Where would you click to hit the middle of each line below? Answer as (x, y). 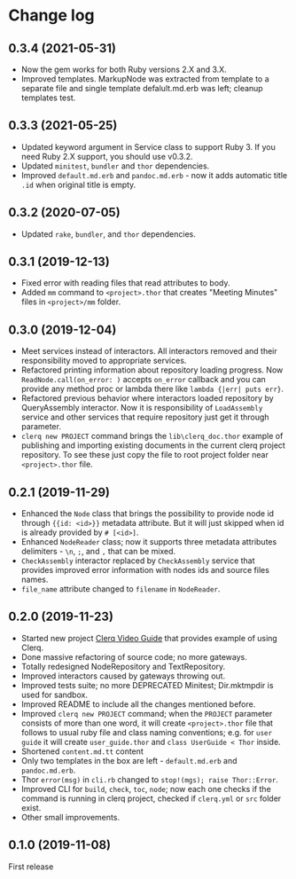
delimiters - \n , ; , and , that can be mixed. (98, 552)
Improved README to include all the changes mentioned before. (138, 704)
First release (31, 867)
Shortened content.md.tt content (82, 751)
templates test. (48, 98)
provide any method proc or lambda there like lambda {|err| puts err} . (152, 389)
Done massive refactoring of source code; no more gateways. (134, 656)
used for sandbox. (54, 695)
